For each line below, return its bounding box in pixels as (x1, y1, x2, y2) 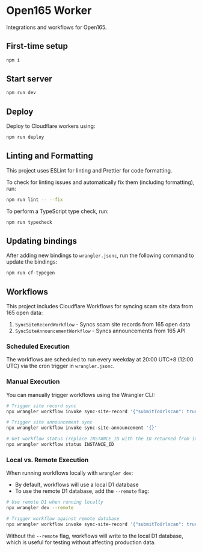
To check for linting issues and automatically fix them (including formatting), (6, 179, 195, 186)
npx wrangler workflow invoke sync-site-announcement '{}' (6, 425, 158, 431)
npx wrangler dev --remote (6, 505, 74, 511)
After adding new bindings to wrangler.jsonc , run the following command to (6, 252, 194, 259)
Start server (6, 74, 52, 84)
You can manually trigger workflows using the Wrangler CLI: (6, 391, 155, 398)
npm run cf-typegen (6, 270, 55, 276)
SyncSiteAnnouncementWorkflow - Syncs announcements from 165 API (14, 327, 186, 335)
